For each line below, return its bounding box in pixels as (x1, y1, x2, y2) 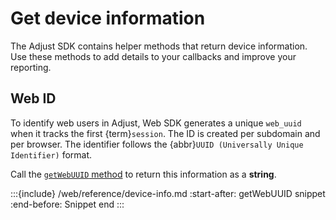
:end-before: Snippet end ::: (10, 198, 125, 210)
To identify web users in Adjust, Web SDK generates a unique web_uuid (10, 117, 302, 129)
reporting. (10, 61, 52, 73)
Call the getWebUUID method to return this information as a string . (10, 168, 277, 180)
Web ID (10, 90, 57, 107)
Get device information (10, 7, 206, 30)
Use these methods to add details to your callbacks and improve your (10, 50, 297, 62)
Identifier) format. (10, 148, 93, 161)
